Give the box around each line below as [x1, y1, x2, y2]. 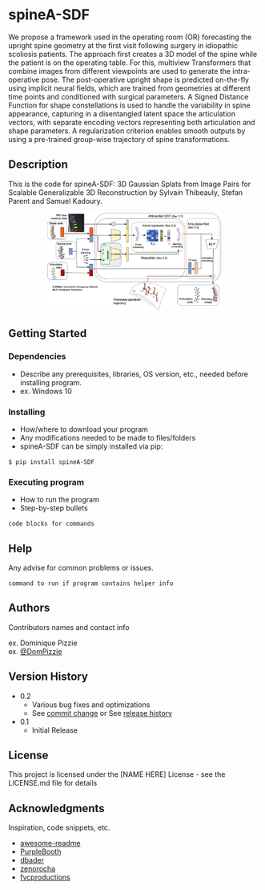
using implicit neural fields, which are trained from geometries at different [8, 83, 251, 93]
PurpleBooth [19, 847, 62, 856]
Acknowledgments [8, 801, 106, 815]
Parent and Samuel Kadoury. [8, 196, 102, 205]
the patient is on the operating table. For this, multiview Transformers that [8, 58, 251, 67]
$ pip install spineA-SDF [8, 457, 94, 466]
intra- [231, 66, 251, 75]
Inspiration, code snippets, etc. [8, 823, 110, 832]
